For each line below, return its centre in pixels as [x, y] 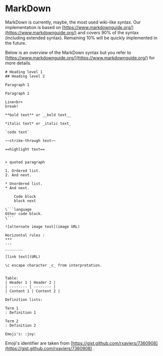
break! [12, 106]
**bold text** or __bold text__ [38, 115]
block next [25, 201]
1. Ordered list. [23, 171]
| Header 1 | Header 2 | [30, 282]
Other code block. [24, 214]
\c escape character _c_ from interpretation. [54, 265]
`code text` [17, 132]
